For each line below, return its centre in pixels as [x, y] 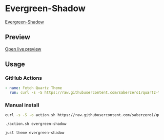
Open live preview [23, 49]
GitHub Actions [24, 78]
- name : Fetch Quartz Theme [34, 88]
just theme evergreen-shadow [35, 133]
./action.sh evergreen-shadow [36, 124]
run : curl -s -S [26, 93]
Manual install [22, 105]
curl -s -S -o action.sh [30, 115]
